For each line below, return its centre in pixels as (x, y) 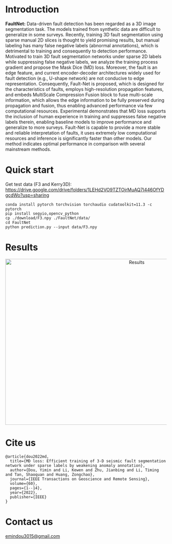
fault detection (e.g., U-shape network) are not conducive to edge (75, 78)
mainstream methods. (28, 149)
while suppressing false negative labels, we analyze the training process (82, 62)
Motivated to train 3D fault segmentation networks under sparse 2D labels (83, 56)
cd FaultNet (18, 222)
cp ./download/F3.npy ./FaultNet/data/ (48, 218)
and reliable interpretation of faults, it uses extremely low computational (81, 133)
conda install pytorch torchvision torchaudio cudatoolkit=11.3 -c (79, 204)
